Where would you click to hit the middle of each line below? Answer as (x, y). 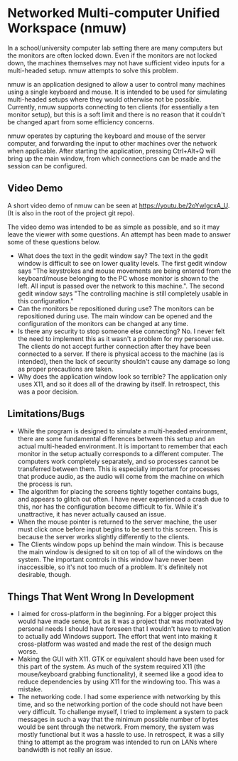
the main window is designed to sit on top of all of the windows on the (120, 551)
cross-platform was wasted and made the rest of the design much (114, 644)
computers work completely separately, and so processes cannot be (118, 461)
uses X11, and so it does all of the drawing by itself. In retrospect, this (119, 384)
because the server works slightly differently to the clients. (103, 536)
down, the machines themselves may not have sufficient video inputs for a (116, 63)
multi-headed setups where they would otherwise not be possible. (104, 99)
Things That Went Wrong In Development (101, 597)
